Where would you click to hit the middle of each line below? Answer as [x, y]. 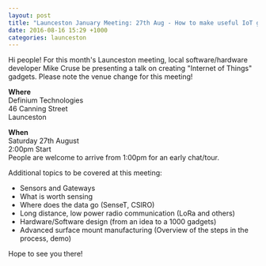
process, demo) [46, 238]
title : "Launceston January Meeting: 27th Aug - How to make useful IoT [131, 23]
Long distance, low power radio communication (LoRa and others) [127, 213]
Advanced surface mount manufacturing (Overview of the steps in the [134, 230]
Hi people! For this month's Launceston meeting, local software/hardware [128, 60]
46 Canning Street [38, 109]
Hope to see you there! [46, 254]
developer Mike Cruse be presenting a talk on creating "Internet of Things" [130, 69]
